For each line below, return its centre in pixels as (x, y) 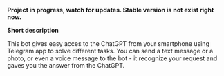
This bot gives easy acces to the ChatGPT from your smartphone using (108, 43)
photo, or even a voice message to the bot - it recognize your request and (112, 58)
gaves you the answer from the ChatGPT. (66, 65)
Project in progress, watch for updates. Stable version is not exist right (111, 10)
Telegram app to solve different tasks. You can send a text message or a (110, 51)
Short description (33, 30)
